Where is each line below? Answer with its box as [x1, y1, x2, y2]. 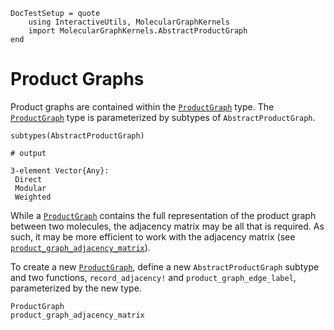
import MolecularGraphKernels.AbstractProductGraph [28, 26, 248, 36]
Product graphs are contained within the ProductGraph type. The [10, 100, 275, 113]
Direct [14, 174, 43, 184]
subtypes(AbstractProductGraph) [10, 130, 145, 141]
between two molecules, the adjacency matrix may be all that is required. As [10, 220, 325, 232]
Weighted [14, 192, 52, 202]
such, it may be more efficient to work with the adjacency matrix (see [10, 230, 296, 243]
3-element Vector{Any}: [10, 165, 110, 176]
